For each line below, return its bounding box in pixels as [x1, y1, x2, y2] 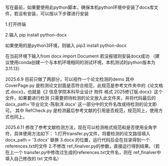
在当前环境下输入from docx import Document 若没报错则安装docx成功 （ [5, 53, 155, 59]
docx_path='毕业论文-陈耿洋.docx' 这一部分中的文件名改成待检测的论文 [5, 101, 152, 107]
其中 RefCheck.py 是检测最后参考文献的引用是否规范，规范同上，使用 [15, 107, 159, 113]
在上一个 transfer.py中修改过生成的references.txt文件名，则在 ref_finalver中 [5, 149, 161, 155]
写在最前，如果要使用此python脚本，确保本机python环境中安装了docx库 [5, 4, 154, 10]
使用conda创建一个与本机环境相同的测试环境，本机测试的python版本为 [9, 59, 155, 65]
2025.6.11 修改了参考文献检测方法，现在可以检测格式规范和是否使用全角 [5, 124, 153, 130]
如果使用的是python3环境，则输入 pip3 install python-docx [5, 42, 127, 48]
